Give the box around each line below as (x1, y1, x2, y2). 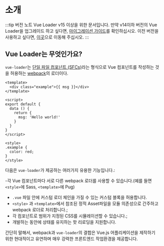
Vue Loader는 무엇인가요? (5, 50, 83, 58)
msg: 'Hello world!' (18, 115, 61, 120)
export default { (5, 102, 41, 107)
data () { (9, 106, 30, 111)
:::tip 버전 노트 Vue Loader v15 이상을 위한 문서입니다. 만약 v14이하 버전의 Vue (5, 22, 158, 28)
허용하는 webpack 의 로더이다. (10, 70, 68, 76)
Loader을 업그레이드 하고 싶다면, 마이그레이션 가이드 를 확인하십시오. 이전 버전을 (5, 28, 159, 34)
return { (14, 110, 32, 115)
